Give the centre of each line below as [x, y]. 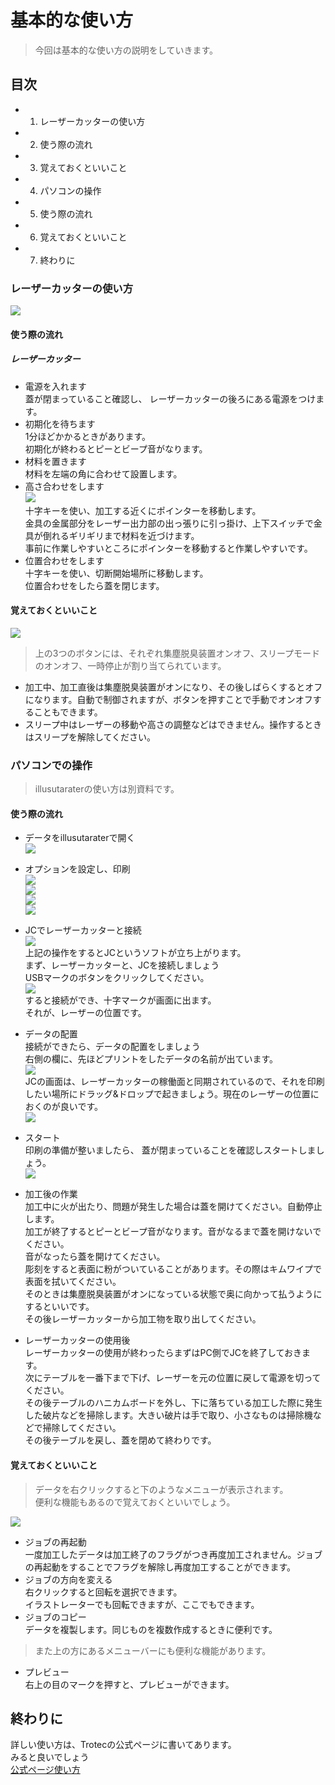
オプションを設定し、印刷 [77, 869]
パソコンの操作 [70, 190]
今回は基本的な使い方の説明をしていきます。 [126, 50]
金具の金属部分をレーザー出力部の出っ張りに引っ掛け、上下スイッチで [169, 523]
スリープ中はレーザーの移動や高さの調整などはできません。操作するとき [173, 724]
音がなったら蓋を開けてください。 [95, 1257]
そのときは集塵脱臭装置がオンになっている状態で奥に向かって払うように [173, 1294]
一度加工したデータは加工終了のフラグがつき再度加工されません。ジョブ [173, 1554]
